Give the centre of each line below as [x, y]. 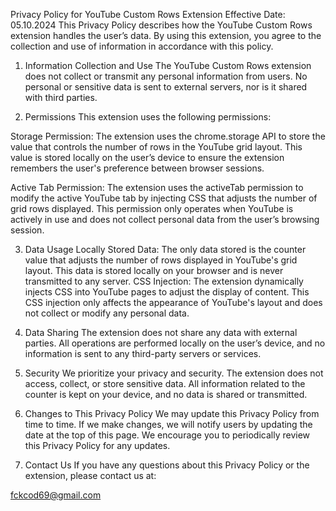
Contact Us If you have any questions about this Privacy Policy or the [167, 465]
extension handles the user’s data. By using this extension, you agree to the [166, 35]
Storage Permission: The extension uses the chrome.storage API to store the [168, 136]
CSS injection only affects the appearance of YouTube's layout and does [173, 302]
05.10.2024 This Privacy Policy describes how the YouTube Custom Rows [161, 25]
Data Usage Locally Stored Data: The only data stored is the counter [165, 249]
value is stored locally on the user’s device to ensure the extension [147, 157]
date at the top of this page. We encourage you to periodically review [167, 435]
